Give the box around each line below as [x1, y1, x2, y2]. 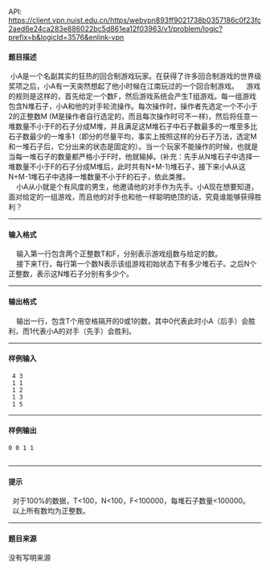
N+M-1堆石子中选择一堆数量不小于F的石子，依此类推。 [8, 172, 190, 182]
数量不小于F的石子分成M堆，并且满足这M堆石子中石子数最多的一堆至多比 [14, 122, 258, 131]
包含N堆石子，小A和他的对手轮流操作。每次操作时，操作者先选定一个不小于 [8, 101, 259, 111]
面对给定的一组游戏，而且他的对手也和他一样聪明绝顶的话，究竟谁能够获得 [8, 192, 255, 202]
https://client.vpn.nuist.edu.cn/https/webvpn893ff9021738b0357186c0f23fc [8, 15, 262, 25]
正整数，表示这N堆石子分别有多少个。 [8, 269, 134, 279]
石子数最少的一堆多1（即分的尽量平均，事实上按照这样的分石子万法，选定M [8, 132, 257, 142]
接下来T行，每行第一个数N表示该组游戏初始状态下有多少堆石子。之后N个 [15, 259, 257, 269]
